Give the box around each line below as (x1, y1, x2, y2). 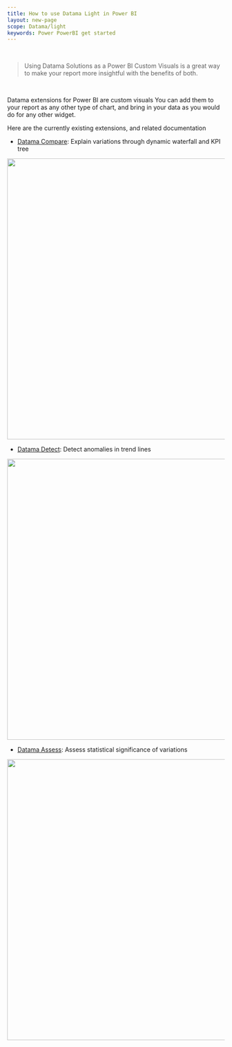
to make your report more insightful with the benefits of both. (23, 69, 198, 77)
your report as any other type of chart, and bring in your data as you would (7, 103, 220, 111)
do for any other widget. (7, 111, 76, 119)
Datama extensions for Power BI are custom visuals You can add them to (7, 96, 214, 104)
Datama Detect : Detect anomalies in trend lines (17, 445, 151, 454)
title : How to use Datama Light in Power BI (7, 10, 137, 17)
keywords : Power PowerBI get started (7, 29, 116, 37)
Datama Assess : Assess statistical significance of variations (17, 745, 188, 754)
